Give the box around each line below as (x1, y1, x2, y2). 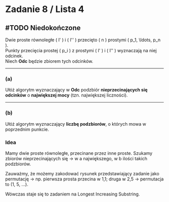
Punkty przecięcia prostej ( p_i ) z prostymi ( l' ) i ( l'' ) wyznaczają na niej (5, 48, 157, 53)
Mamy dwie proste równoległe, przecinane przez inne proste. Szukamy (5, 150, 152, 156)
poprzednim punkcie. (5, 126, 49, 132)
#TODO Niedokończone (5, 24, 81, 32)
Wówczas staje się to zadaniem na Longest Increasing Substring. (5, 191, 140, 197)
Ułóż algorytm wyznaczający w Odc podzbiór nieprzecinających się (5, 87, 148, 93)
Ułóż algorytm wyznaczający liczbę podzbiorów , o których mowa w (5, 121, 147, 127)
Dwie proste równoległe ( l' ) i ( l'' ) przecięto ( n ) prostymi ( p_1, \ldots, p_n (5, 37, 161, 43)
